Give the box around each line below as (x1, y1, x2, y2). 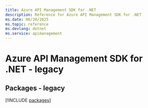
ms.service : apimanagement (5, 31, 62, 36)
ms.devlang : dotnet (5, 26, 47, 31)
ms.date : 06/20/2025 (5, 17, 49, 22)
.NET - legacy (5, 64, 64, 75)
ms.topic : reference (5, 21, 49, 27)
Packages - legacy (5, 84, 65, 92)
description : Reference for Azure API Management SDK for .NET (5, 12, 142, 17)
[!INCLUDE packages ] (5, 97, 51, 103)
